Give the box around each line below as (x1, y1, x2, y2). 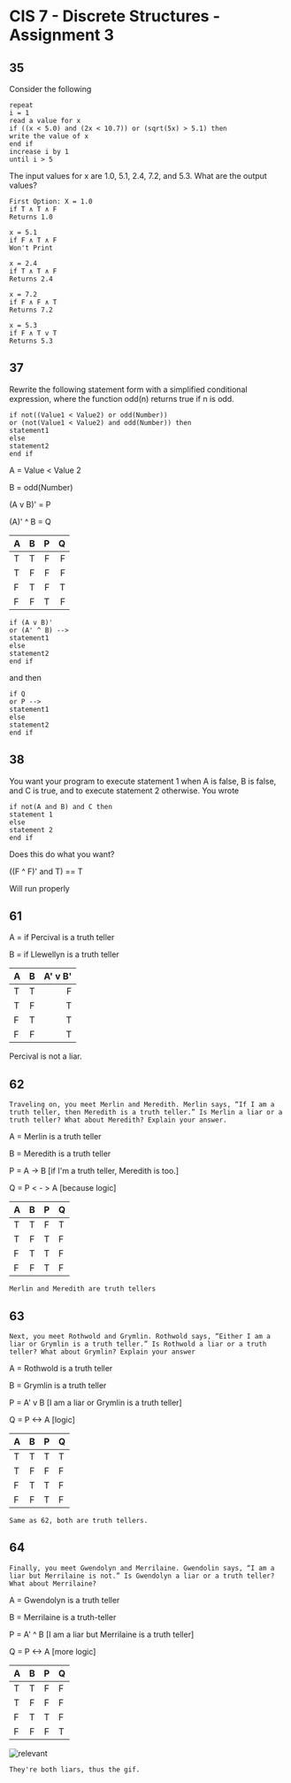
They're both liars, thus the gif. (9, 1764, 141, 1774)
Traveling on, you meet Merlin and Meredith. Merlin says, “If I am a (9, 1100, 275, 1109)
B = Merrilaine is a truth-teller (9, 1611, 117, 1622)
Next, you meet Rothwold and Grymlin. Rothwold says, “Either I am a (9, 1332, 272, 1341)
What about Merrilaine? (9, 1578, 97, 1588)
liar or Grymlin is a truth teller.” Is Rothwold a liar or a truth (9, 1339, 267, 1349)
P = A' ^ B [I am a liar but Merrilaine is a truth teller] (9, 1629, 195, 1640)
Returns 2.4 (9, 274, 53, 283)
